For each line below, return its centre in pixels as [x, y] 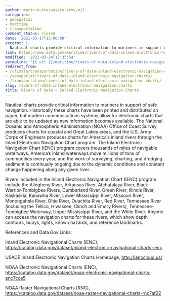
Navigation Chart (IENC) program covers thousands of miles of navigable [81, 148]
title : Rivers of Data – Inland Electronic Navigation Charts [72, 90]
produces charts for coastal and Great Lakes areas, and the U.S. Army [78, 131]
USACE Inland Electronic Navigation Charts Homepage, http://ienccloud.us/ [84, 257]
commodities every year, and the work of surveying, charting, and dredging [84, 158]
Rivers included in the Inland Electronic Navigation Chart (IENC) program [81, 179]
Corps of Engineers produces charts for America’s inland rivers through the [84, 137]
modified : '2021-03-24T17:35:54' [40, 57]
